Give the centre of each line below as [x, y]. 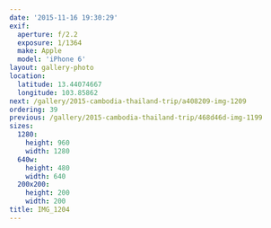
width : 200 [46, 202]
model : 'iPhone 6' [52, 59]
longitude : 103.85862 [58, 92]
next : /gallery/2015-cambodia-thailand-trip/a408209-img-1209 [128, 101]
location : [28, 76]
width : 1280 [48, 151]
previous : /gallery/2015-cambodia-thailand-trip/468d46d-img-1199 [136, 118]
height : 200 [48, 193]
